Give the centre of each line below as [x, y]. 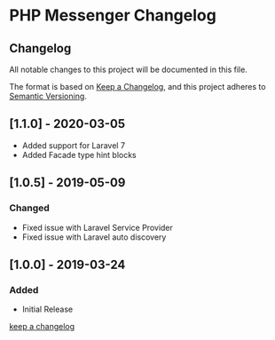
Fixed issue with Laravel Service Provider [97, 227]
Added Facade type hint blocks [79, 154]
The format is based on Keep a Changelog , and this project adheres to [137, 87]
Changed [30, 208]
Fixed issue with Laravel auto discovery [94, 237]
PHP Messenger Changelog [113, 16]
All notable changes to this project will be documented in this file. [129, 69]
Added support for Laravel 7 [74, 145]
